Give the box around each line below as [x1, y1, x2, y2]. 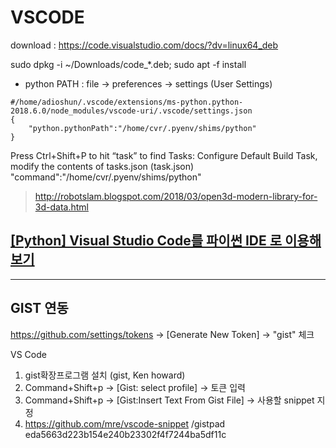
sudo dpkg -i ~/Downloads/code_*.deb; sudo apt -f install [10, 58, 247, 70]
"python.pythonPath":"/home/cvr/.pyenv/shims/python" [28, 123, 257, 133]
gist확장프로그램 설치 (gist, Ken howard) [24, 369, 186, 381]
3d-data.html [34, 201, 89, 213]
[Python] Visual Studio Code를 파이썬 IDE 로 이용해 [10, 232, 322, 250]
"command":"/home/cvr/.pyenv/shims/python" [10, 171, 202, 183]
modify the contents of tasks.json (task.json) [10, 160, 195, 172]
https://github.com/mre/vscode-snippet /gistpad [24, 417, 226, 430]
